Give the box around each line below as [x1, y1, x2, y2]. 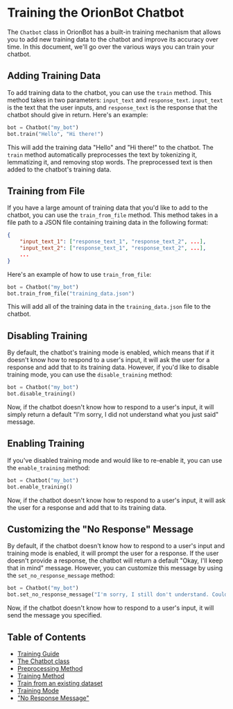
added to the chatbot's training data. [7, 165, 112, 173]
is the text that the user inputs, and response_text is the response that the [7, 103, 218, 112]
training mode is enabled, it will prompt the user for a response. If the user [7, 549, 219, 558]
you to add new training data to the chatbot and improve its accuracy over [7, 35, 218, 43]
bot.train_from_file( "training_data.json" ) [7, 290, 135, 297]
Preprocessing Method [17, 664, 83, 672]
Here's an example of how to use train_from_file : [7, 270, 152, 278]
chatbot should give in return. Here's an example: [7, 110, 148, 119]
